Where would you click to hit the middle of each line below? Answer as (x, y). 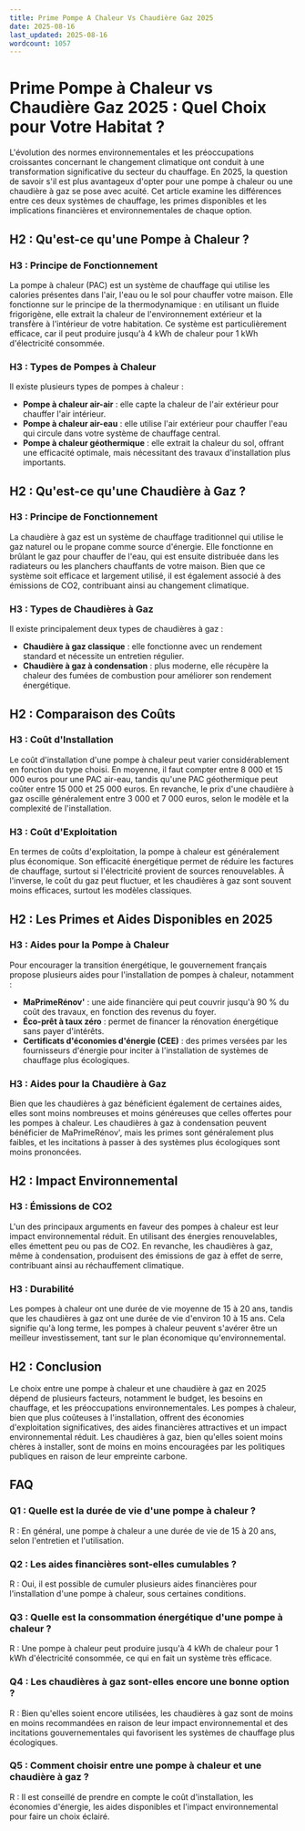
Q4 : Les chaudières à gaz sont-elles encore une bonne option (149, 1681)
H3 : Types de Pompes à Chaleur (83, 367)
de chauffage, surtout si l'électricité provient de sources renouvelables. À (147, 871)
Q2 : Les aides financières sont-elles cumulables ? (123, 1564)
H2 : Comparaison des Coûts (92, 714)
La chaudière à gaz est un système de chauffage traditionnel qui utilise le (147, 537)
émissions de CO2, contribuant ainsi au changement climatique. (129, 585)
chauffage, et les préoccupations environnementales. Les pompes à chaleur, (153, 1407)
